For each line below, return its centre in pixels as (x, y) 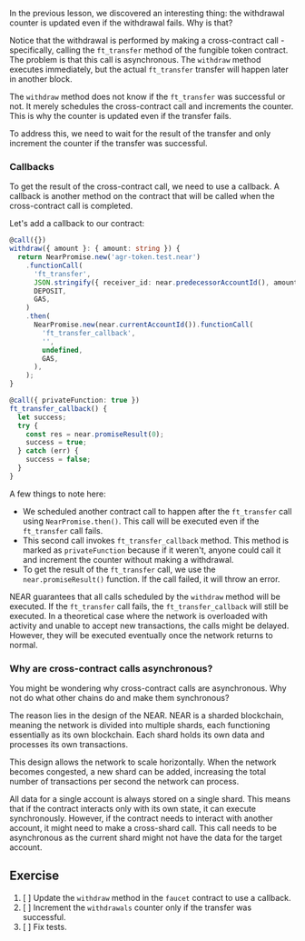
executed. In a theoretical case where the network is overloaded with (138, 616)
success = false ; (59, 460)
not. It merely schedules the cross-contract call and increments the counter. (152, 106)
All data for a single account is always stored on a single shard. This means (150, 799)
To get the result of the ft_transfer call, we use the (119, 569)
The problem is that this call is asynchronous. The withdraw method (135, 60)
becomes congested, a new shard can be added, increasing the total (138, 772)
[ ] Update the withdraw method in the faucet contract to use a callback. (157, 897)
